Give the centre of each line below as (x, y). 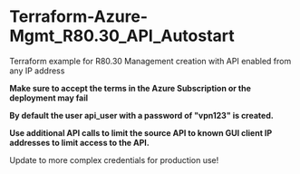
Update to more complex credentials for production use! (114, 159)
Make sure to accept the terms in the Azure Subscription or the (130, 88)
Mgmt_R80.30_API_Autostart (122, 36)
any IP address (37, 71)
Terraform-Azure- (78, 17)
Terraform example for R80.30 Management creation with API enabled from (150, 61)
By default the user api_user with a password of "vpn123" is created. (141, 115)
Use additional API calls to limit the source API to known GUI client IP (141, 132)
